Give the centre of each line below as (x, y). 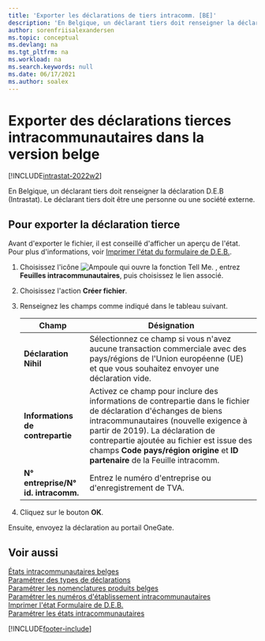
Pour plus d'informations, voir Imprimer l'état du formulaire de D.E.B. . (120, 252)
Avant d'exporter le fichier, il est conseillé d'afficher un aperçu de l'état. (124, 244)
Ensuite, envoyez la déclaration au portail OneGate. (91, 528)
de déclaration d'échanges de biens (156, 411)
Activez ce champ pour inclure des (154, 392)
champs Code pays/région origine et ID (164, 451)
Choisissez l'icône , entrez (130, 267)
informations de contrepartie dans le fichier (170, 401)
